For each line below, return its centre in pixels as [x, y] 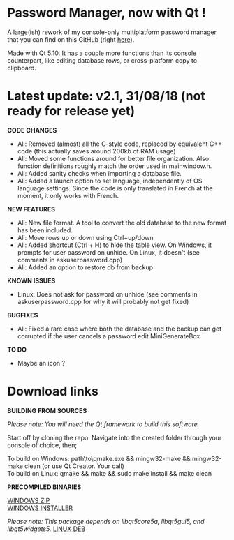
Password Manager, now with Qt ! [107, 13]
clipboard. [22, 68]
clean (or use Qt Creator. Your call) [74, 466]
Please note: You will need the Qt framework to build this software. [103, 424]
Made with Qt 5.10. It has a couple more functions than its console [102, 53]
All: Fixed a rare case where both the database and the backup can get [119, 329]
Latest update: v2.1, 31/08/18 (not [107, 96]
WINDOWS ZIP [29, 500]
